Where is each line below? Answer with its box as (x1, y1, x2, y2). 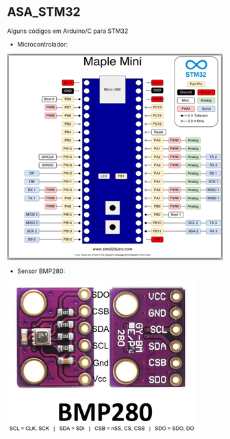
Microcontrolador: (16, 40, 68, 48)
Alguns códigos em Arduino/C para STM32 (7, 27, 129, 35)
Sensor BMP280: (16, 267, 66, 275)
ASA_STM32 (7, 4, 81, 20)
